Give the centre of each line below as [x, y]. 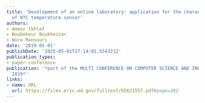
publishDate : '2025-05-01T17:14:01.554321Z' [64, 51]
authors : [17, 23]
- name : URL [21, 85]
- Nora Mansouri [27, 40]
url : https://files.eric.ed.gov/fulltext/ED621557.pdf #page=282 [95, 91]
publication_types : [31, 57]
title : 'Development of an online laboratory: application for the [94, 12]
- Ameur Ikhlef [26, 29]
